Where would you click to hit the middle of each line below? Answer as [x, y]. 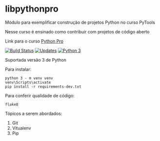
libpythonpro [32, 9]
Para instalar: [18, 69]
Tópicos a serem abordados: [34, 113]
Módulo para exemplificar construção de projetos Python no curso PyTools [80, 22]
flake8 [12, 104]
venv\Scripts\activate [28, 82]
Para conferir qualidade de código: [40, 95]
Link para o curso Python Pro [34, 41]
